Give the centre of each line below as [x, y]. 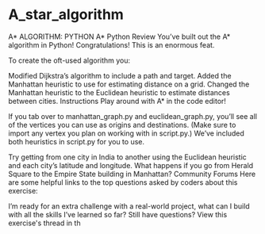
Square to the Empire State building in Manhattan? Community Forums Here [132, 174]
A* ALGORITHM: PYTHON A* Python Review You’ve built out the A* [119, 36]
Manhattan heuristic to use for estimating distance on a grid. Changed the [129, 84]
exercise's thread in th [44, 223]
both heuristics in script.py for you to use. [77, 141]
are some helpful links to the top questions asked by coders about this [123, 182]
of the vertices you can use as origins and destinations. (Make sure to [122, 125]
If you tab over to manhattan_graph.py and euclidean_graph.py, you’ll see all [133, 116]
